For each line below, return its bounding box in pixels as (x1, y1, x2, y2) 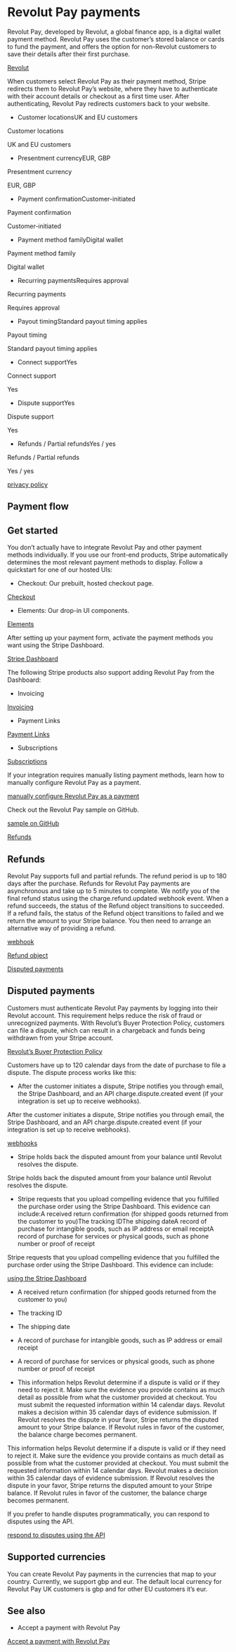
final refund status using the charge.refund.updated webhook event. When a (7, 894, 229, 902)
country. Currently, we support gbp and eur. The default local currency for (7, 1577, 223, 1585)
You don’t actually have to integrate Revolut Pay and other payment (7, 543, 202, 552)
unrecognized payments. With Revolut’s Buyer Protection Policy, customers (7, 1019, 225, 1027)
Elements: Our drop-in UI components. (17, 607, 130, 615)
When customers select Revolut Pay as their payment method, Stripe (7, 77, 206, 85)
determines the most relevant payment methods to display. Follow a (7, 558, 203, 567)
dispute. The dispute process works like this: (7, 1068, 137, 1076)
